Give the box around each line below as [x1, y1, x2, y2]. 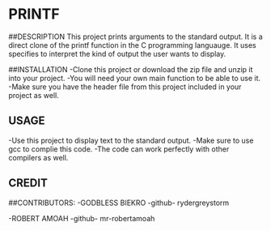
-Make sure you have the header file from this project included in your [8, 82, 242, 92]
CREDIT [8, 176, 49, 190]
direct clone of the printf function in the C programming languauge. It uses [8, 40, 256, 49]
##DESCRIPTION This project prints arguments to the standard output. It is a [8, 32, 263, 41]
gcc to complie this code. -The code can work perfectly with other [8, 143, 230, 154]
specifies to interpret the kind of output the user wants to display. [8, 49, 227, 58]
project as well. [8, 90, 59, 100]
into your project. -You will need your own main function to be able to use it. [8, 73, 261, 83]
